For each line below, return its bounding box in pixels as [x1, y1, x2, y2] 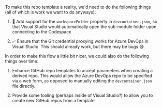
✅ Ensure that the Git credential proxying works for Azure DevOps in [12, 38, 148, 44]
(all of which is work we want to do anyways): [5, 9, 96, 15]
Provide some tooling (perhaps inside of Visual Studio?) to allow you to [12, 93, 153, 98]
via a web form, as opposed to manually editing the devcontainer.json [12, 78, 152, 84]
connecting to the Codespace [12, 29, 72, 34]
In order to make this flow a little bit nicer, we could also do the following [5, 53, 149, 59]
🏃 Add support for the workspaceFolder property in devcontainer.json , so [12, 19, 158, 24]
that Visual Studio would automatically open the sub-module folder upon [12, 24, 157, 30]
